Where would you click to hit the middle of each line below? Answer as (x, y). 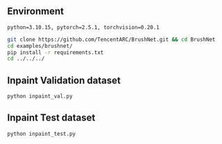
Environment (36, 11)
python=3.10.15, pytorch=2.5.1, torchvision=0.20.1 (83, 27)
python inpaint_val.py (40, 96)
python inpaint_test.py (42, 134)
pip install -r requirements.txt (55, 52)
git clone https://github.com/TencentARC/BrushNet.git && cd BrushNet (111, 39)
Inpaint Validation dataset (64, 80)
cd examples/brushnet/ (40, 46)
